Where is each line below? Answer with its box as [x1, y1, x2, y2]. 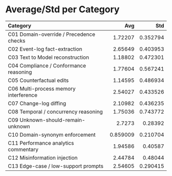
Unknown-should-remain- [19, 116, 85, 123]
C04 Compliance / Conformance [8, 62, 86, 69]
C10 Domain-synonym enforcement [8, 131, 96, 138]
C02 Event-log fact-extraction [8, 45, 82, 52]
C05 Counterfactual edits [8, 77, 69, 84]
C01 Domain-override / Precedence [8, 31, 96, 38]
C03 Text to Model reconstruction [8, 54, 90, 61]
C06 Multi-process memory [8, 85, 76, 92]
